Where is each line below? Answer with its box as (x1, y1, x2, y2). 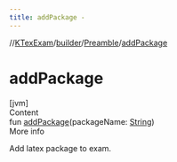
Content (9, 107, 39, 118)
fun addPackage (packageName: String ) (9, 116, 155, 127)
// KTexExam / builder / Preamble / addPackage (9, 37, 168, 48)
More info (9, 126, 45, 136)
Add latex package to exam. (9, 143, 112, 153)
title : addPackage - (9, 12, 86, 22)
